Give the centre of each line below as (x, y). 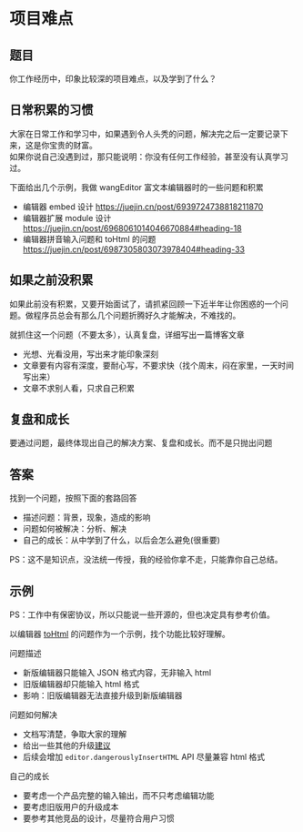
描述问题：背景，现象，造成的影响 (86, 517)
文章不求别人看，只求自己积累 (78, 388)
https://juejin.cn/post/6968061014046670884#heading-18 (132, 228)
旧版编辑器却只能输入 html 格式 (81, 685)
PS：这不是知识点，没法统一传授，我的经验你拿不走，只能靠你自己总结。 (146, 560)
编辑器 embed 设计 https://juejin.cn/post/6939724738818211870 (143, 207)
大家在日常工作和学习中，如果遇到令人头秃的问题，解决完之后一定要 (137, 134)
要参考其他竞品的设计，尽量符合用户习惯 (98, 818)
